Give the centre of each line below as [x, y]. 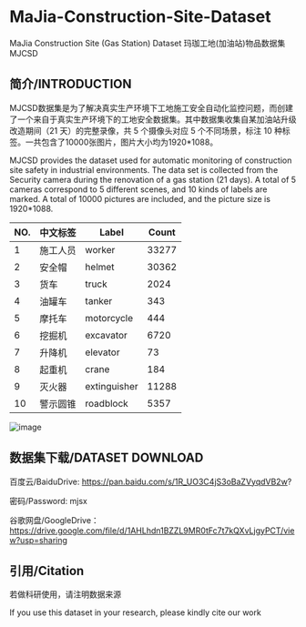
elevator [102, 352]
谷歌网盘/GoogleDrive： [55, 520]
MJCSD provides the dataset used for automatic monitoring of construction [151, 160]
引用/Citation [47, 571]
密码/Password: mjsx [49, 501]
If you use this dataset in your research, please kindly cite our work [135, 612]
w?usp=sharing [39, 540]
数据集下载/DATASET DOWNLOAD [107, 458]
